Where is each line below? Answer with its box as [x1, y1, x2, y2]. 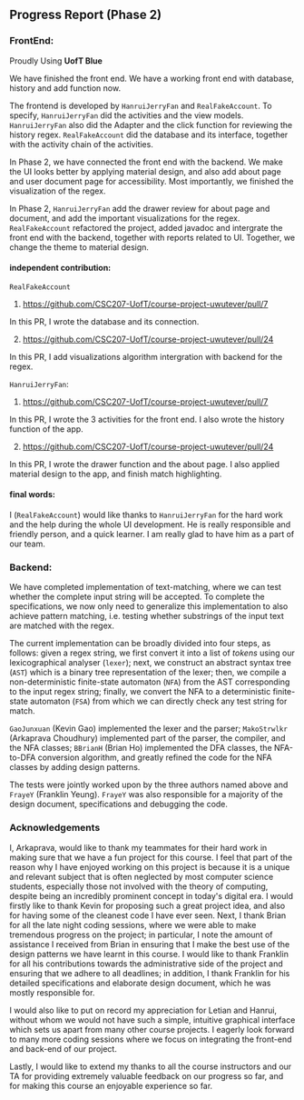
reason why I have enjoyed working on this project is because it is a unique [9, 861, 290, 872]
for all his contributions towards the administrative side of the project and [9, 958, 283, 969]
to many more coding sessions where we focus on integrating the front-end [9, 1034, 292, 1045]
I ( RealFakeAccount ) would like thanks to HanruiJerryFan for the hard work [9, 509, 284, 521]
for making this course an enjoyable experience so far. [9, 1080, 213, 1091]
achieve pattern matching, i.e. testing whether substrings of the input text [9, 611, 284, 622]
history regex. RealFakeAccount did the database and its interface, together [9, 129, 289, 140]
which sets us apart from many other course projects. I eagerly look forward [9, 1024, 295, 1035]
